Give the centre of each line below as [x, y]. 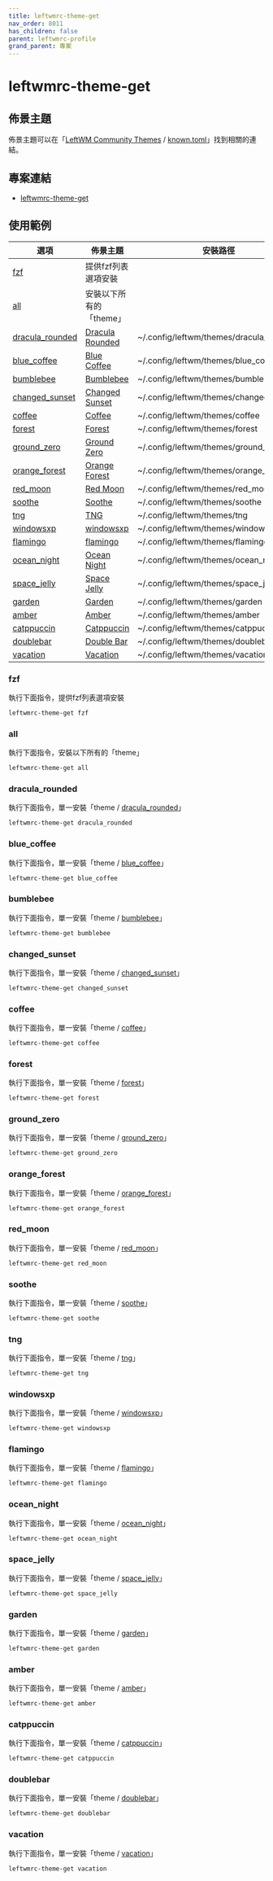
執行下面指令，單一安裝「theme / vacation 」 [83, 1853]
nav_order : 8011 [36, 24]
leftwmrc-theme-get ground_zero [63, 1153]
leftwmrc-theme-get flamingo [58, 1483]
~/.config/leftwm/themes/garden [199, 601]
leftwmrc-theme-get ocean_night [63, 1538]
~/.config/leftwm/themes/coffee [198, 415]
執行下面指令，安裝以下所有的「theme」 [76, 753]
